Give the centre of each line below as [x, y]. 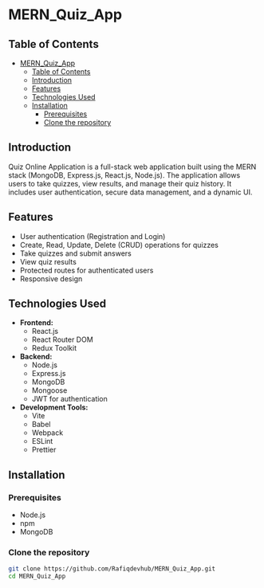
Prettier [44, 450]
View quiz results [48, 261]
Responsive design [51, 278]
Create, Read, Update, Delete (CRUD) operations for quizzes [119, 245]
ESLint [42, 441]
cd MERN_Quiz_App [37, 576]
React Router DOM [62, 339]
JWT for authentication [69, 399]
